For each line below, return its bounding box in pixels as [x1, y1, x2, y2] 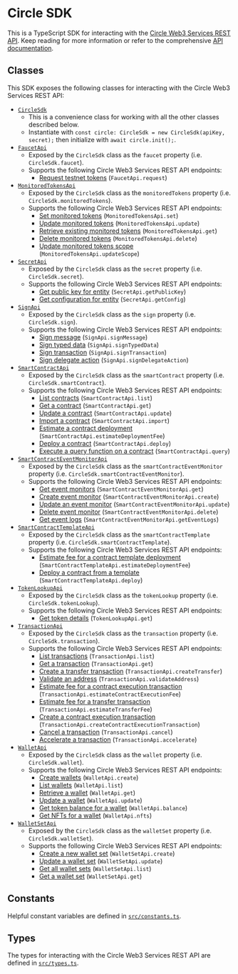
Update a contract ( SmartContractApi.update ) [38, 409, 172, 417]
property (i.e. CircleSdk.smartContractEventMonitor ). [28, 469, 185, 478]
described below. [28, 120, 80, 129]
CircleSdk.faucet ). [28, 158, 84, 167]
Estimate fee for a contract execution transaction [38, 682, 182, 690]
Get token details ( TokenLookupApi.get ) [38, 613, 153, 622]
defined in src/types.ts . [7, 959, 79, 968]
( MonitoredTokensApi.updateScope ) [38, 249, 140, 258]
